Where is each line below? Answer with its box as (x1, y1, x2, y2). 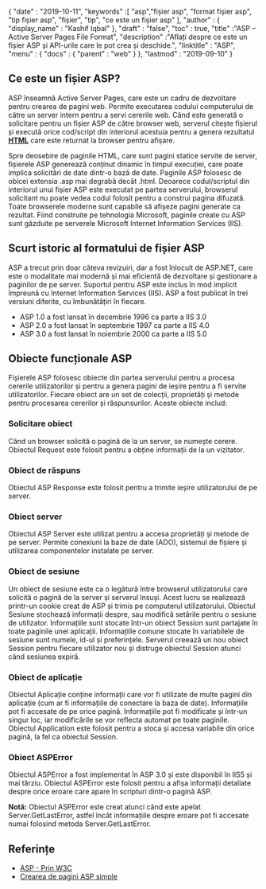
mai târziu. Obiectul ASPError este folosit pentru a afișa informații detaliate (8, 778, 252, 788)
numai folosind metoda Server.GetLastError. (8, 819, 152, 829)
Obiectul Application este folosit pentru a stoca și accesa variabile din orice (8, 723, 255, 733)
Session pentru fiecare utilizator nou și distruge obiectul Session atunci (8, 643, 241, 653)
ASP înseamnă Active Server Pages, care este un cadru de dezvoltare (8, 93, 237, 103)
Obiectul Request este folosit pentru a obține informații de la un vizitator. (8, 445, 245, 454)
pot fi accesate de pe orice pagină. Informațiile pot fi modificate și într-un (8, 706, 248, 715)
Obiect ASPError (8, 751, 73, 762)
